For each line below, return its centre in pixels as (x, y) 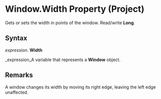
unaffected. (17, 92)
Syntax (16, 38)
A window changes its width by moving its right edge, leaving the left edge (80, 87)
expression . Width (24, 50)
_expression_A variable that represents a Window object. (63, 60)
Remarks (19, 75)
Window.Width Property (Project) (75, 9)
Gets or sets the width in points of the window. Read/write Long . (70, 23)
